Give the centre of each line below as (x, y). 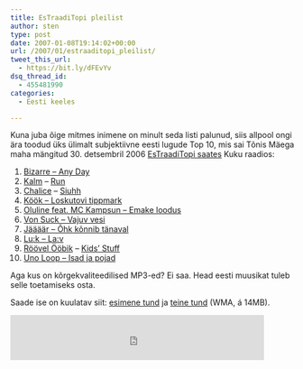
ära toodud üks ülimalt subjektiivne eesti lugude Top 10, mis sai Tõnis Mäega (152, 144)
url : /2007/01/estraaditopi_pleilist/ (83, 51)
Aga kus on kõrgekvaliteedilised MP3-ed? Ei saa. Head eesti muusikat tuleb (150, 275)
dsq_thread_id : (39, 77)
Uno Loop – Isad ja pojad (69, 258)
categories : (32, 93)
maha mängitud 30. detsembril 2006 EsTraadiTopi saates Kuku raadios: (142, 154)
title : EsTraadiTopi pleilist (67, 18)
